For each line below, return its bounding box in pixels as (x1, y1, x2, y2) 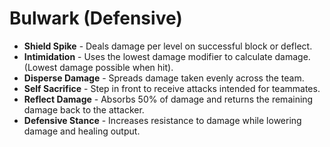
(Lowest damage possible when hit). (23, 61, 174, 73)
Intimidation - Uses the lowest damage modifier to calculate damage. (23, 50, 311, 62)
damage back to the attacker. (23, 103, 145, 116)
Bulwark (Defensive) (9, 7, 183, 30)
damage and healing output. (23, 125, 141, 137)
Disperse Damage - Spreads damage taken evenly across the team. (23, 72, 305, 84)
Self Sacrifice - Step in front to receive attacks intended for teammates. (23, 82, 321, 94)
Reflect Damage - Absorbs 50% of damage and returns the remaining (23, 93, 314, 105)
